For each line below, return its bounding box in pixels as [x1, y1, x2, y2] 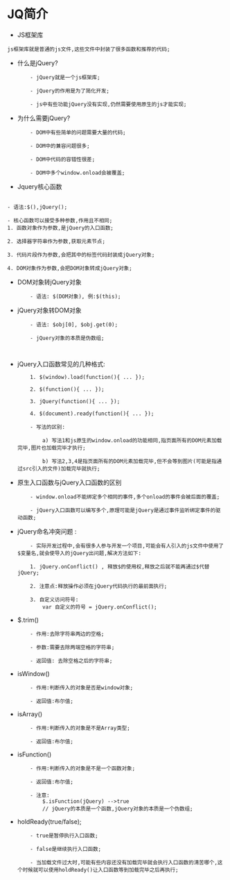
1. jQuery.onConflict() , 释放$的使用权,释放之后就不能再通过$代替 [30, 563, 210, 570]
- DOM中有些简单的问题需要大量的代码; [30, 129, 126, 136]
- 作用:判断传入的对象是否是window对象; [30, 684, 134, 691]
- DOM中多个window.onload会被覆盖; [30, 169, 125, 176]
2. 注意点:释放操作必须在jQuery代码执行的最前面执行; [30, 582, 168, 590]
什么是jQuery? [17, 58, 58, 67]
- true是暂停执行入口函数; [30, 832, 98, 839]
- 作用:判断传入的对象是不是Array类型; [30, 725, 130, 731]
